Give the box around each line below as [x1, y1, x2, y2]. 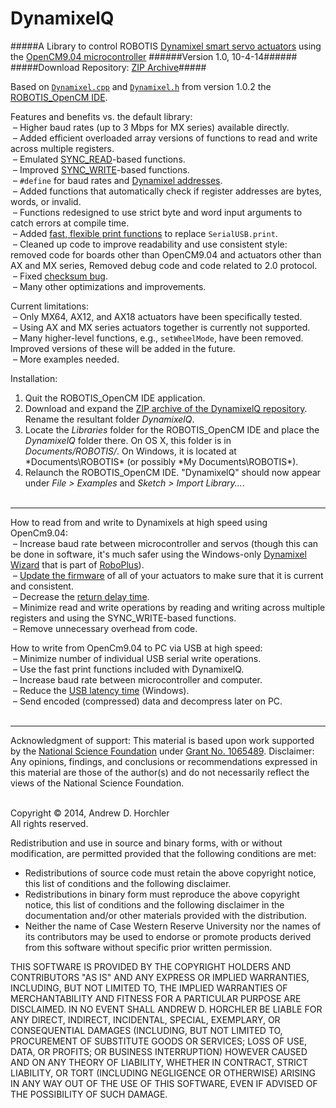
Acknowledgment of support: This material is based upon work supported [10, 734, 315, 746]
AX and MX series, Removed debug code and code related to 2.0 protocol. [10, 259, 318, 271]
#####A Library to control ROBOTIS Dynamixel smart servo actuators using [10, 40, 322, 52]
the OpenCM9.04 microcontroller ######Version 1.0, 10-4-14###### [10, 50, 298, 62]
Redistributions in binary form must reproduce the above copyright [24, 888, 300, 900]
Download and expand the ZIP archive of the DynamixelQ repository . [24, 402, 308, 414]
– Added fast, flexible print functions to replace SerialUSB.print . [12, 227, 278, 239]
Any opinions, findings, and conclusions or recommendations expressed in [10, 755, 318, 767]
